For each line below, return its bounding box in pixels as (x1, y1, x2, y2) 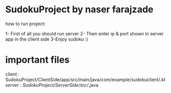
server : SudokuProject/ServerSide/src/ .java (5, 82, 99, 88)
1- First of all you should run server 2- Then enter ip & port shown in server (5, 30, 164, 36)
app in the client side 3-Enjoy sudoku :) (5, 36, 88, 42)
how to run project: (5, 21, 46, 27)
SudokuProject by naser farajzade (5, 4, 154, 15)
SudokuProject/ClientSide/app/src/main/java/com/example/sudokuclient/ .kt (5, 76, 166, 83)
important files (5, 54, 70, 66)
